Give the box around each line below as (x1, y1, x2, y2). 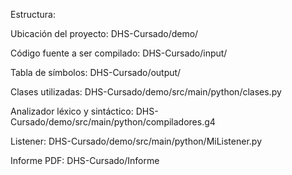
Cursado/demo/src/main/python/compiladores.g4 (10, 116, 216, 128)
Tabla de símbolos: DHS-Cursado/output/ (10, 67, 182, 78)
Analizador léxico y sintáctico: (10, 105, 134, 117)
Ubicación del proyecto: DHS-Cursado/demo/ (10, 28, 199, 39)
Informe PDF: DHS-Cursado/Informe (10, 155, 160, 166)
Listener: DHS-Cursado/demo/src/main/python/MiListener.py (10, 135, 262, 147)
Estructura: (10, 9, 56, 20)
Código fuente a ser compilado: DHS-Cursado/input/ (10, 47, 228, 59)
